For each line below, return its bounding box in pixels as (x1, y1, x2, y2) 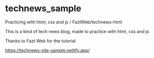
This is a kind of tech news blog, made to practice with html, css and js (5, 28, 150, 34)
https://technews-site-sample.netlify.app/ (5, 47, 90, 53)
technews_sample (5, 3, 81, 14)
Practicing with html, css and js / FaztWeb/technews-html (5, 19, 122, 25)
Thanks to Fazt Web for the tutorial (5, 38, 76, 44)
